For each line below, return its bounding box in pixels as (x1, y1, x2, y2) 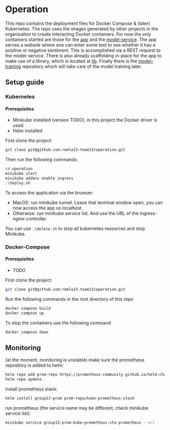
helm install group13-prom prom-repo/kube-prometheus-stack (5, 396, 135, 401)
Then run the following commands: (5, 157, 78, 163)
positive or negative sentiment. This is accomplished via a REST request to (5, 47, 161, 53)
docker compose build (5, 305, 51, 311)
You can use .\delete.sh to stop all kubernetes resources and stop (5, 225, 145, 231)
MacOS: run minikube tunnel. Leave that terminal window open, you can (12, 199, 163, 206)
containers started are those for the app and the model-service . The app (5, 36, 157, 43)
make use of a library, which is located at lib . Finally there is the (5, 58, 138, 64)
